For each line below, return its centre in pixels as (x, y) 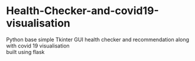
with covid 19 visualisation (38, 46)
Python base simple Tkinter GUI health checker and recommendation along (98, 39)
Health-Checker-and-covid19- (82, 11)
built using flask (25, 52)
